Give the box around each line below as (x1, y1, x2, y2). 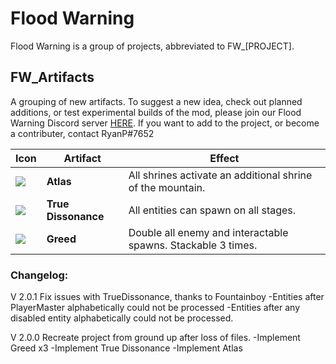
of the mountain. (128, 180, 206, 194)
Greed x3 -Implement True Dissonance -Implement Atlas (10, 342, 243, 354)
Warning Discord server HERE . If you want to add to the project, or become (10, 117, 320, 129)
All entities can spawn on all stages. (128, 203, 297, 217)
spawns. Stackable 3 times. (128, 238, 258, 252)
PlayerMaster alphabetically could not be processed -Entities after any (10, 302, 301, 314)
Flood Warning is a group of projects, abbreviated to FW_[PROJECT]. (10, 40, 295, 52)
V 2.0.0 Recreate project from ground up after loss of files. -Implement (10, 332, 301, 344)
